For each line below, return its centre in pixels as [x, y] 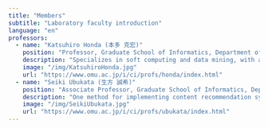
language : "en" [33, 30]
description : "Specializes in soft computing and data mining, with [139, 60]
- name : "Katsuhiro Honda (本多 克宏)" [79, 45]
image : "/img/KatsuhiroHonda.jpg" [80, 68]
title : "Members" [37, 16]
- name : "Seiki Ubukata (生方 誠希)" [76, 82]
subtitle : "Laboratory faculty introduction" [85, 23]
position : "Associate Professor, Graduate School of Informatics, [135, 89]
